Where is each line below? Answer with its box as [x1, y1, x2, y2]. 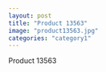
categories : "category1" [8, 34, 92, 42]
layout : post [8, 11, 52, 20]
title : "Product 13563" [8, 19, 88, 27]
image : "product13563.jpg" [8, 26, 99, 34]
